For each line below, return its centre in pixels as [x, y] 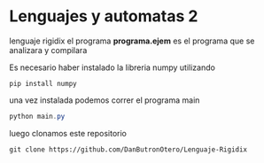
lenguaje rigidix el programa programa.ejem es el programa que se [132, 41]
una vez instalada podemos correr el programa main [105, 100]
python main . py [37, 116]
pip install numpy [43, 83]
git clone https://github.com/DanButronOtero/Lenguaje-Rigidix [128, 149]
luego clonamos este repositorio [68, 133]
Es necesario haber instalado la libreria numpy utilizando [112, 67]
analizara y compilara [48, 50]
